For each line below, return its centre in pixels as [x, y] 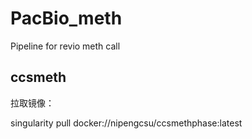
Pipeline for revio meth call [65, 46]
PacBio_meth [66, 18]
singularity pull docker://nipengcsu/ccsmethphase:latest [126, 123]
